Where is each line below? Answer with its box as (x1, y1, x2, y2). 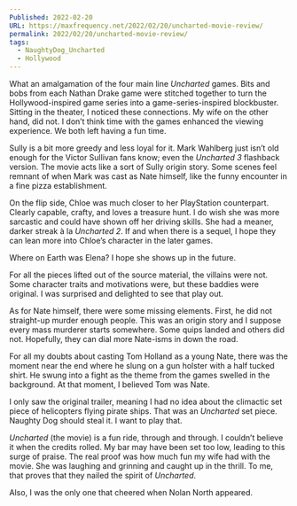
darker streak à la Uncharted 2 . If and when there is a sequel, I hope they (9, 226, 277, 236)
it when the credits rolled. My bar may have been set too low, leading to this (9, 442, 285, 452)
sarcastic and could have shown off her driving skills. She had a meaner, (9, 216, 274, 227)
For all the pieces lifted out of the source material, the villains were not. (9, 269, 269, 280)
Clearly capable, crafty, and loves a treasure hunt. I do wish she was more (9, 207, 280, 217)
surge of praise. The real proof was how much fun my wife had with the (9, 451, 270, 462)
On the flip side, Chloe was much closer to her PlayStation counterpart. (9, 198, 270, 208)
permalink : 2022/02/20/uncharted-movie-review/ (9, 29, 189, 38)
